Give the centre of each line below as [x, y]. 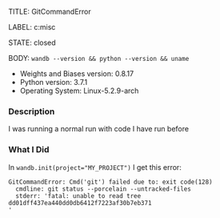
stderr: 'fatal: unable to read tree [78, 196]
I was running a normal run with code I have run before [99, 129]
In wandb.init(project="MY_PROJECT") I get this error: [95, 167]
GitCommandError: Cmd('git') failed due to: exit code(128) [111, 182]
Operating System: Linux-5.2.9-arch [79, 91]
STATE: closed [32, 42]
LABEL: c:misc [32, 27]
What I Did [29, 150]
